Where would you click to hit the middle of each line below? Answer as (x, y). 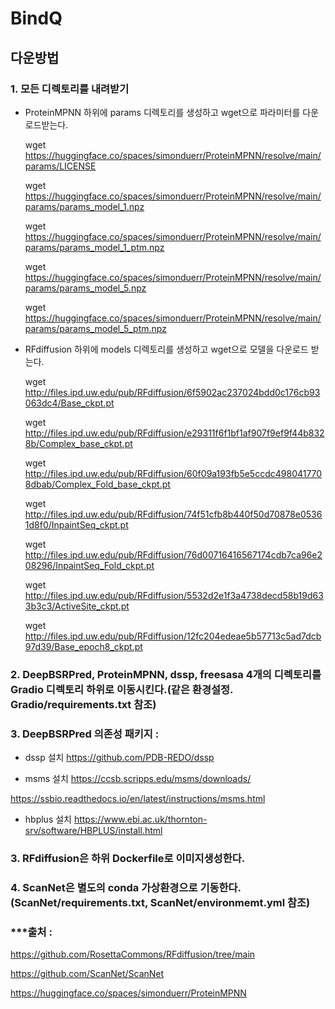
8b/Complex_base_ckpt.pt (78, 443)
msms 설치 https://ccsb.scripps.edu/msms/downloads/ (138, 779)
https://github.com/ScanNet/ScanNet (87, 974)
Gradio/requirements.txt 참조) (83, 704)
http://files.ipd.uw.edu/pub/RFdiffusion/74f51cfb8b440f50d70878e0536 (173, 514)
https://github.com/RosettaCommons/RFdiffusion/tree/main (133, 954)
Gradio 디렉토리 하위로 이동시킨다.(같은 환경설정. (121, 689)
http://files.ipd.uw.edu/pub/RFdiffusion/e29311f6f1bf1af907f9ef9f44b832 (174, 433)
